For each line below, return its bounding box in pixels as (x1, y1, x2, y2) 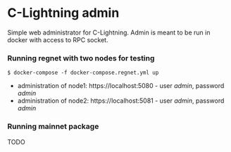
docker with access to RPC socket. (7, 35, 108, 44)
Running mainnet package (7, 122, 99, 132)
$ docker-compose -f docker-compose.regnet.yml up (7, 69, 159, 77)
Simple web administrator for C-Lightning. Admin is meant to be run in (7, 28, 211, 37)
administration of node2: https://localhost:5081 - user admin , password (17, 96, 225, 105)
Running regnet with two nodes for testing (7, 53, 155, 63)
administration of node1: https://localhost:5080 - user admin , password (17, 82, 225, 90)
